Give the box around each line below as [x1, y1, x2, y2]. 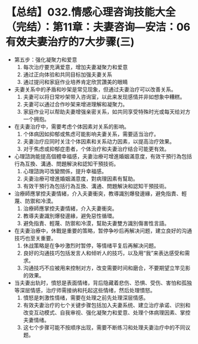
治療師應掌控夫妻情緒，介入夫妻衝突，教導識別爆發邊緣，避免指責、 [14, 190, 182, 197]
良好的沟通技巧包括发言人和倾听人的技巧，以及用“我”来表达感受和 [23, 249, 185, 257]
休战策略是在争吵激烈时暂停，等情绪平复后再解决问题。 [23, 242, 159, 249]
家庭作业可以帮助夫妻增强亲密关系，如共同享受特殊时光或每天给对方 [23, 108, 191, 115]
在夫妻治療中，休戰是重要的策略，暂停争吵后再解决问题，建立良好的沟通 [14, 227, 192, 234]
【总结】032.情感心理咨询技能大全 [5, 5, 176, 19]
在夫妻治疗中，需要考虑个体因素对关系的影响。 [14, 123, 129, 130]
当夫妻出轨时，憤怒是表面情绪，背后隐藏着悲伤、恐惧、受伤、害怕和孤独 [14, 279, 192, 286]
